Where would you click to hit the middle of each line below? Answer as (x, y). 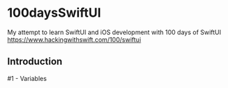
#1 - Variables (27, 78)
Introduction (35, 62)
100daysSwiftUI (54, 13)
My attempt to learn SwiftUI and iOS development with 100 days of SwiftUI (114, 32)
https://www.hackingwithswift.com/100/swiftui (74, 39)
